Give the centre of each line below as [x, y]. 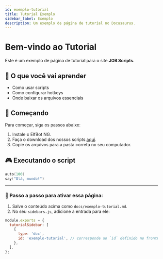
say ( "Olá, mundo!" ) [25, 179]
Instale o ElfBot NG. [32, 134]
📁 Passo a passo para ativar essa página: [54, 196]
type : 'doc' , [31, 234]
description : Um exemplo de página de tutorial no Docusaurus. [70, 23]
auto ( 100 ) [15, 174]
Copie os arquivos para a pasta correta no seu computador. [72, 144]
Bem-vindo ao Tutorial [51, 47]
